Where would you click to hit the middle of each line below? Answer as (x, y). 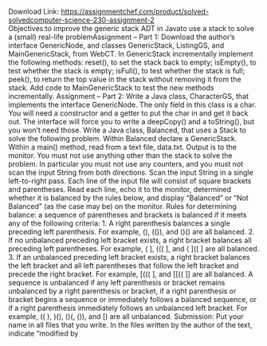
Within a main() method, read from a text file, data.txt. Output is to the (123, 147)
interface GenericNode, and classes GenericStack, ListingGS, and (116, 45)
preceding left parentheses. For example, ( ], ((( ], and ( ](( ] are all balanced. (134, 249)
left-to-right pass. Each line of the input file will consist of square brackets (130, 181)
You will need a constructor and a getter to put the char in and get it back (128, 113)
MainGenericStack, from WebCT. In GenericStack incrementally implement (131, 54)
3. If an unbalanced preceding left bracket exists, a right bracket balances (130, 257)
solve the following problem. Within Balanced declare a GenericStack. (123, 138)
